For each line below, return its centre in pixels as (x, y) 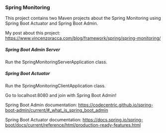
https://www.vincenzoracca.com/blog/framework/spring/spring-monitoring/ (83, 38)
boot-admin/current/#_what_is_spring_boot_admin (57, 110)
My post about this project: (33, 33)
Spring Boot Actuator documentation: (43, 120)
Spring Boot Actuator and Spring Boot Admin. (52, 23)
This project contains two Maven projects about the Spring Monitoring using (83, 18)
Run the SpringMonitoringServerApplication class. (56, 62)
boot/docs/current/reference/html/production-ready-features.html (73, 125)
